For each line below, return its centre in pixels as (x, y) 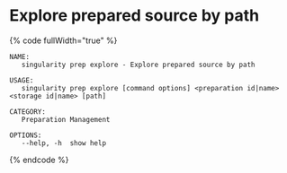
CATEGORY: (28, 112)
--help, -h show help (63, 143)
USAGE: (22, 80)
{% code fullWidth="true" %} (63, 40)
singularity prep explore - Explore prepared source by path (138, 65)
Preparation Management (66, 119)
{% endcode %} (39, 160)
